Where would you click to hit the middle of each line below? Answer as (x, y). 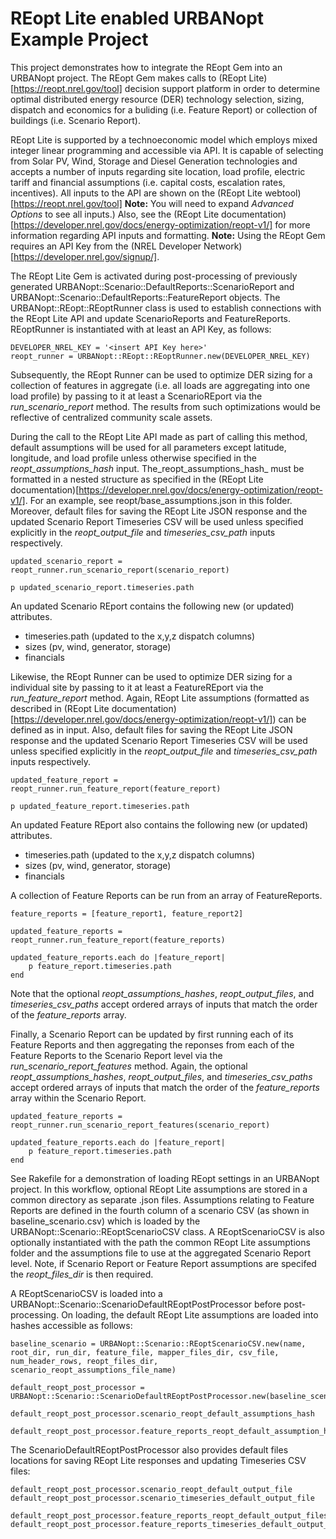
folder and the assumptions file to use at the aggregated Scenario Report (160, 1253)
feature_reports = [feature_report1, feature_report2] (127, 913)
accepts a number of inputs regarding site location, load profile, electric (158, 171)
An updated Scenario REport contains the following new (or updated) (152, 606)
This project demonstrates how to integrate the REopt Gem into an (146, 67)
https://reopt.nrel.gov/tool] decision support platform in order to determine (167, 88)
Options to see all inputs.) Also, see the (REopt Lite (115, 214)
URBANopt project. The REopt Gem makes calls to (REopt (128, 78)
